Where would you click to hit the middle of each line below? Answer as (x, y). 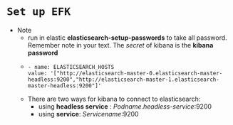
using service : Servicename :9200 (89, 114)
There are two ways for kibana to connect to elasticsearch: (114, 99)
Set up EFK (39, 12)
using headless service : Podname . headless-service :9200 (125, 106)
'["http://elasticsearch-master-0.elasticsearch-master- (136, 73)
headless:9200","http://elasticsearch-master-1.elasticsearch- (124, 80)
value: (37, 73)
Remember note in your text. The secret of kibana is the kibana (120, 45)
